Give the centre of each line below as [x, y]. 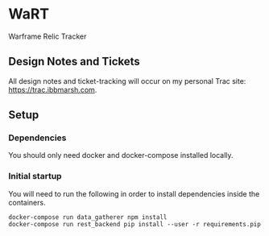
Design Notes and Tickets [74, 62]
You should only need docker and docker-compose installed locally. [121, 155]
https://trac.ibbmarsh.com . [53, 89]
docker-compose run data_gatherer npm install [88, 217]
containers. [27, 202]
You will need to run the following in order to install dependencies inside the [134, 193]
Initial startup [35, 176]
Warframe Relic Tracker [48, 36]
